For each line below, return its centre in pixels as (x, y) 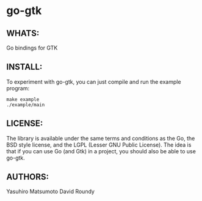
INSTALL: (24, 67)
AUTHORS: (28, 177)
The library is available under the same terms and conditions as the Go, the (101, 138)
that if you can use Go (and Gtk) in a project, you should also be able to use (101, 151)
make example (23, 99)
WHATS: (23, 33)
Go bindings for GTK (32, 48)
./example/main (26, 104)
